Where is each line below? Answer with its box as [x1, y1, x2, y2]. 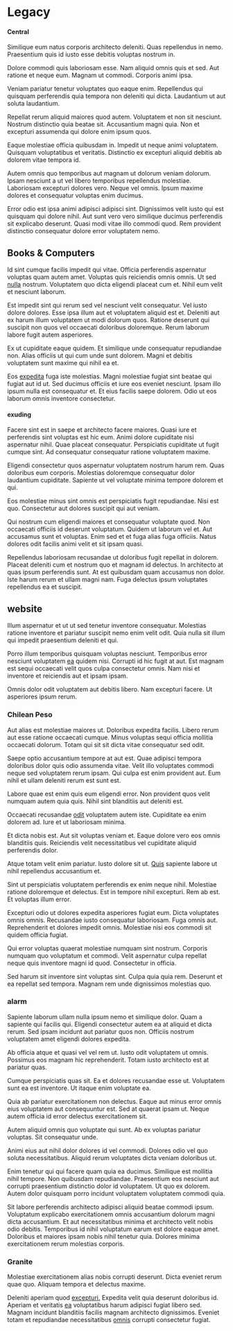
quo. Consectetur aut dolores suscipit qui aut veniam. [7, 504, 160, 512]
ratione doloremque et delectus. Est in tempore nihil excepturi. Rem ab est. [7, 887, 221, 896]
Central [7, 27, 29, 35]
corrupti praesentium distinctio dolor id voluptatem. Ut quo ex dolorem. [7, 1182, 210, 1190]
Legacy [7, 4, 51, 20]
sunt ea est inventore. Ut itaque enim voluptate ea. [7, 1084, 151, 1092]
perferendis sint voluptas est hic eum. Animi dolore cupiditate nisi [7, 433, 194, 442]
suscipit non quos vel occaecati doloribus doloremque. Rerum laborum [7, 324, 209, 332]
